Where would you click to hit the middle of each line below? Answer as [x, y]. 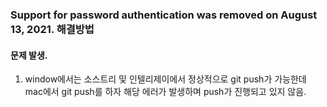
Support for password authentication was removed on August [164, 15]
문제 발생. [29, 55]
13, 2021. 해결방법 [52, 29]
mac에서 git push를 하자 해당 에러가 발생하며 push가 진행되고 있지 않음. [165, 92]
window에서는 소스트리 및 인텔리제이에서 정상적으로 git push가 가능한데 [165, 79]
